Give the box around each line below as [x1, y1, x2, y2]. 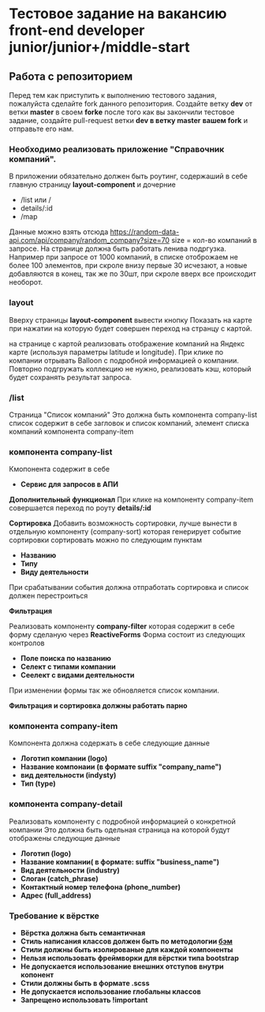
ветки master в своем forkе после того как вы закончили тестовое [9, 107, 235, 117]
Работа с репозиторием [9, 69, 133, 83]
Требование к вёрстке [9, 910, 99, 921]
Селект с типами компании [20, 662, 117, 671]
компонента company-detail [9, 798, 123, 809]
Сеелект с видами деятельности [20, 670, 135, 680]
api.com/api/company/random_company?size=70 [9, 236, 170, 245]
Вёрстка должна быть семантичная [20, 928, 146, 938]
